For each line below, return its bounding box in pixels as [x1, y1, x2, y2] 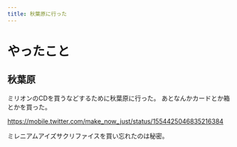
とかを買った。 [7, 102, 51, 111]
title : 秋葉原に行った [7, 10, 68, 18]
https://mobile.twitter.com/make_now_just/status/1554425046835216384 [7, 116, 224, 125]
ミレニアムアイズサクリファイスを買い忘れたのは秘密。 [7, 131, 169, 140]
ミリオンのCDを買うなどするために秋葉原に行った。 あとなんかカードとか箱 [7, 94, 230, 102]
